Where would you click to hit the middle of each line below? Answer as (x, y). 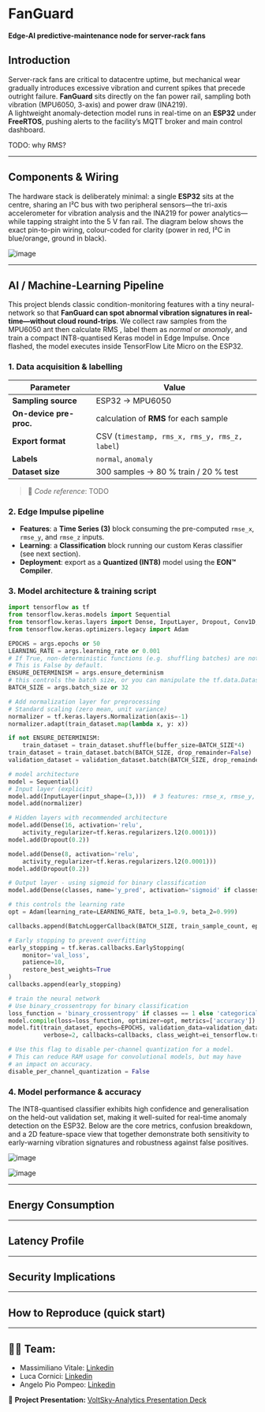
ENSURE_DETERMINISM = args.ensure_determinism (86, 673)
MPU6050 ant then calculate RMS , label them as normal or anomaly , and (128, 330)
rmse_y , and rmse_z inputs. (62, 536)
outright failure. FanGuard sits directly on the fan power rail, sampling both (129, 96)
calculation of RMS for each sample (162, 418)
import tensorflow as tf (49, 607)
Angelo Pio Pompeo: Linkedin (67, 1384)
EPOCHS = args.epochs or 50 (54, 644)
